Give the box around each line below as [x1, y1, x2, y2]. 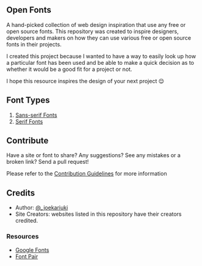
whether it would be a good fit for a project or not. [6, 65, 133, 73]
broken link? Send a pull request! [6, 158, 89, 166]
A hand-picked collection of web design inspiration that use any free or [6, 21, 186, 28]
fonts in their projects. [6, 40, 62, 48]
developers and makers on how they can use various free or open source [6, 34, 192, 42]
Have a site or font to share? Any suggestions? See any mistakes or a [6, 152, 181, 159]
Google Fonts [15, 246, 50, 253]
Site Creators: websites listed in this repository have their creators [15, 210, 182, 218]
